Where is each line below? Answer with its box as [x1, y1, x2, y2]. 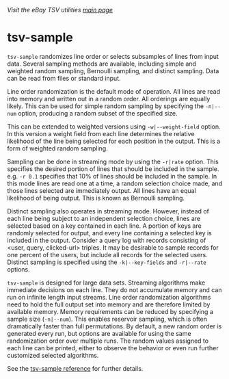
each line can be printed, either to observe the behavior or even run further [7, 343, 219, 352]
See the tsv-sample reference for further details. [7, 364, 144, 372]
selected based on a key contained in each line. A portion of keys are [7, 222, 202, 230]
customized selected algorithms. [7, 351, 99, 359]
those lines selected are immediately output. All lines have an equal [7, 186, 196, 194]
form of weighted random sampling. [7, 144, 108, 153]
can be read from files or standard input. [7, 74, 121, 82]
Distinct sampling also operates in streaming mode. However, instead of [7, 207, 210, 215]
